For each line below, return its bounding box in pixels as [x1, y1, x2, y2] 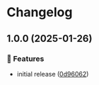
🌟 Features [6, 54, 45, 64]
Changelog [6, 4, 73, 21]
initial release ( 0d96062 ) [16, 69, 89, 78]
